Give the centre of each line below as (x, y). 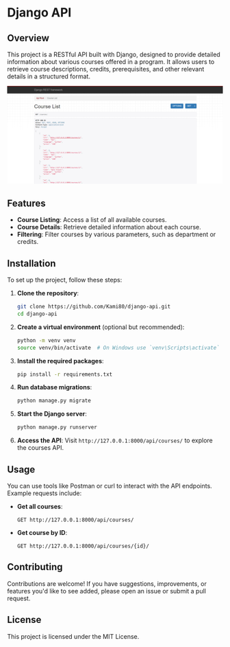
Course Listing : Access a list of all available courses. (92, 220)
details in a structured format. (49, 76)
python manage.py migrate (54, 401)
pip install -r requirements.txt (65, 374)
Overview (28, 38)
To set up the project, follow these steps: (65, 280)
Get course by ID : (42, 532)
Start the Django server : (52, 414)
